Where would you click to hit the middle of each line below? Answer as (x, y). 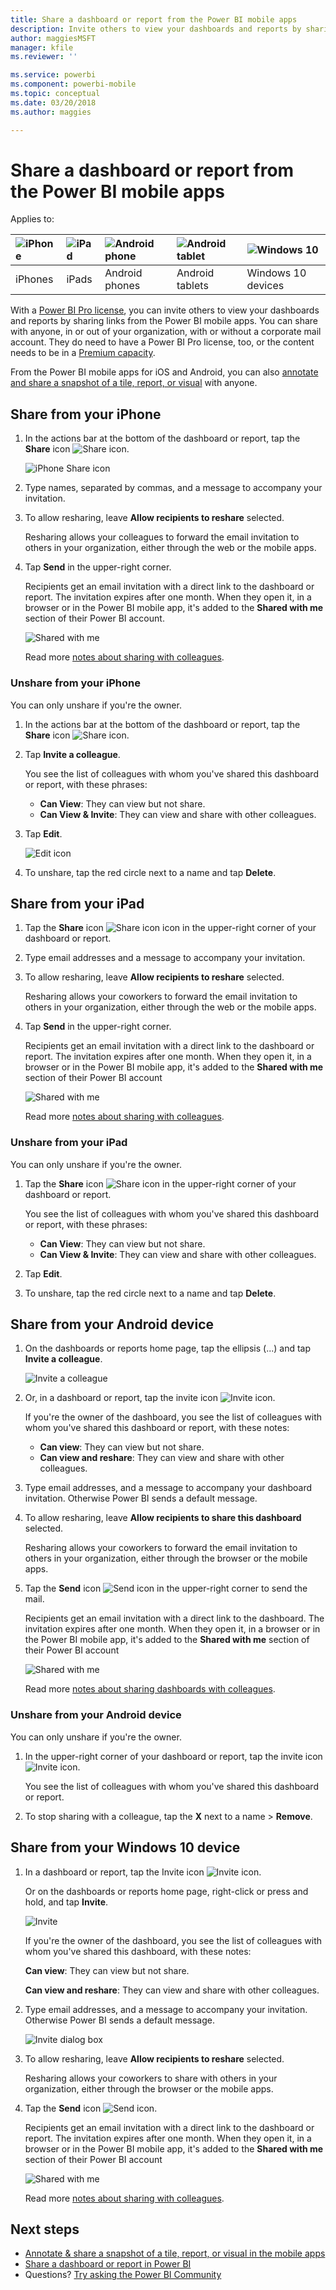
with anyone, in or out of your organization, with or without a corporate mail (166, 332)
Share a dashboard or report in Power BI (108, 2264)
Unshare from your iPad (69, 1143)
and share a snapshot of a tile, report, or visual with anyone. (134, 383)
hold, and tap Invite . (66, 1902)
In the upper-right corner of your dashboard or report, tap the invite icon (173, 1756)
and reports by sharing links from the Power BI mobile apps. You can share (164, 321)
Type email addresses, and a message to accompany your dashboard (168, 1488)
